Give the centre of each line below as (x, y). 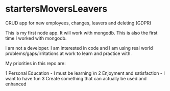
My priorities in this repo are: (35, 63)
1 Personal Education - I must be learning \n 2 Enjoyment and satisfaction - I (85, 73)
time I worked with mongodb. (36, 38)
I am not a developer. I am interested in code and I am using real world (79, 48)
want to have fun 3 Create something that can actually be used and (76, 78)
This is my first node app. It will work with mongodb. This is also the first (81, 33)
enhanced (16, 84)
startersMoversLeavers (56, 9)
